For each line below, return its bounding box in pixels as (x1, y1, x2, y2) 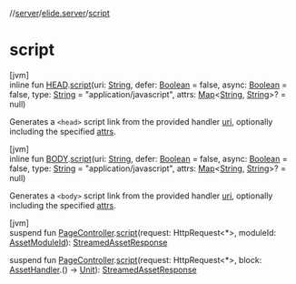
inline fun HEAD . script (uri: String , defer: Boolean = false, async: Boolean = (9, 79, 288, 90)
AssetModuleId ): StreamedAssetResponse (9, 237, 168, 248)
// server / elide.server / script (9, 8, 111, 18)
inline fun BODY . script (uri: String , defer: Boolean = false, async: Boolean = (9, 153, 288, 164)
